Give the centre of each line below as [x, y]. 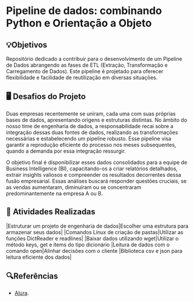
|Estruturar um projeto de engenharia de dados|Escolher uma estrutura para [97, 226]
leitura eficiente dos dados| [39, 257]
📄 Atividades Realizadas [51, 212]
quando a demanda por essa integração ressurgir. [66, 151]
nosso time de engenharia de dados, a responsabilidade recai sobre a [90, 126]
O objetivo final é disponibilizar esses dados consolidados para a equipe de [97, 162]
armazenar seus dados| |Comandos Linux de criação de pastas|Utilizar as [95, 232]
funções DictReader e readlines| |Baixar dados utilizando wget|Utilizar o [92, 238]
